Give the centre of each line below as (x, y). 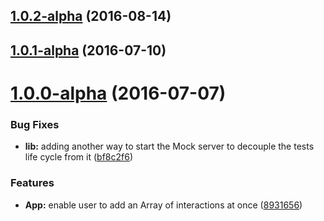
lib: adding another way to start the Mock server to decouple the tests (169, 146)
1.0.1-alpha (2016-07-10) (88, 50)
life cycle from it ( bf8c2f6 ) (79, 157)
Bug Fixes (35, 124)
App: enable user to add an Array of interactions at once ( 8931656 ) (163, 205)
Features (32, 183)
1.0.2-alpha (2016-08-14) (91, 16)
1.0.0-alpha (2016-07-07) (118, 93)
